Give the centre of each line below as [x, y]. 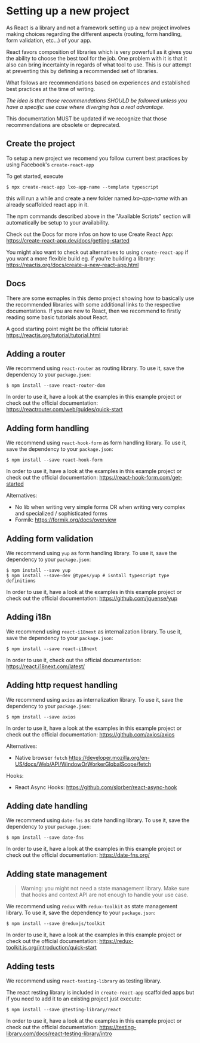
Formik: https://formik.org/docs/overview [65, 520]
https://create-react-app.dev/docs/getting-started [68, 240]
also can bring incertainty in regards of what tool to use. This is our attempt [99, 65]
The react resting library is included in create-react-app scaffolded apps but [100, 993]
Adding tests [30, 966]
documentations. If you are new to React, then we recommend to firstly [93, 311]
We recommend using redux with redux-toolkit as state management [92, 906]
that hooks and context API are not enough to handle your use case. [104, 895]
